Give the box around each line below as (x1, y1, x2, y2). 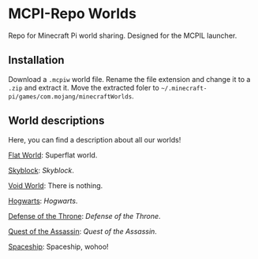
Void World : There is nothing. (8, 180, 103, 190)
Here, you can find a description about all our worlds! (8, 135, 181, 144)
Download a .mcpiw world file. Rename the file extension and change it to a (8, 74, 251, 83)
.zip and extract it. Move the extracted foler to (8, 83, 159, 92)
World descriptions (8, 114, 105, 128)
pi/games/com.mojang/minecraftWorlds (8, 92, 133, 101)
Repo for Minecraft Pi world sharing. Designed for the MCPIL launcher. (8, 31, 237, 40)
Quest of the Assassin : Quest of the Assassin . (8, 226, 158, 236)
